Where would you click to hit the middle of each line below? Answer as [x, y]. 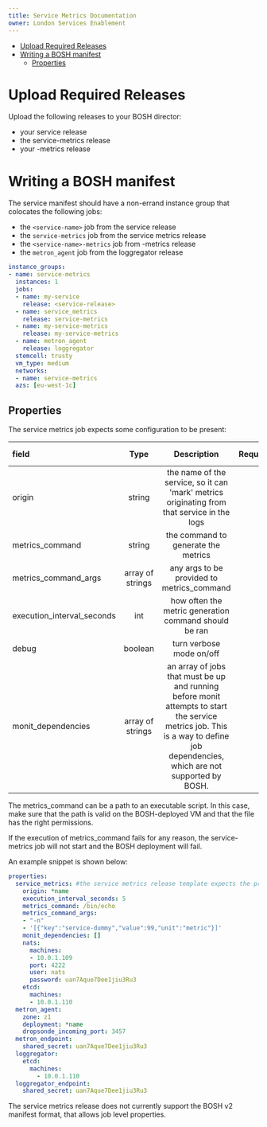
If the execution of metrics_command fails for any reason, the [108, 838]
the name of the [196, 473]
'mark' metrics [197, 493]
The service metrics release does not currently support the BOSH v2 [120, 1106]
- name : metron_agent [51, 341]
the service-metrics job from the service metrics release [113, 236]
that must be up [196, 677]
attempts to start [197, 707]
